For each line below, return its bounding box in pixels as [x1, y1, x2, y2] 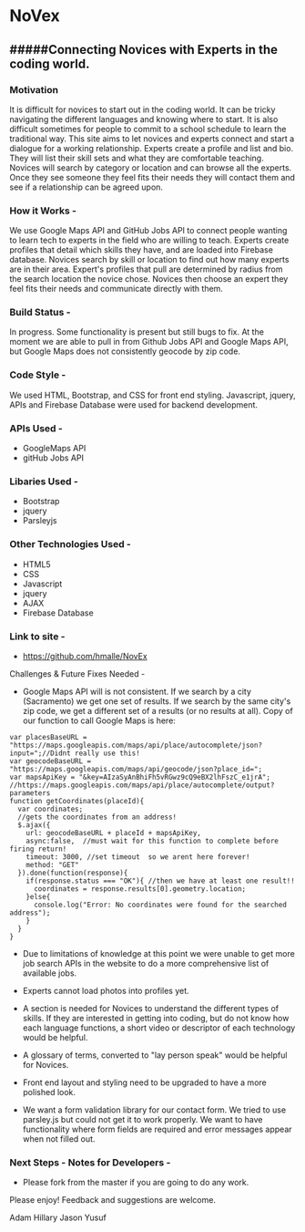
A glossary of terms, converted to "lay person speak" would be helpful [22, 1050, 288, 1061]
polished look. [22, 1086, 76, 1097]
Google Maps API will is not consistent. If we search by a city [22, 686, 252, 697]
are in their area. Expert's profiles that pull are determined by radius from [9, 264, 284, 274]
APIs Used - [9, 421, 64, 434]
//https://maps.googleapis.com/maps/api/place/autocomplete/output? [9, 781, 275, 790]
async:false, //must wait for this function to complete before [25, 836, 280, 845]
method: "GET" [25, 860, 79, 869]
